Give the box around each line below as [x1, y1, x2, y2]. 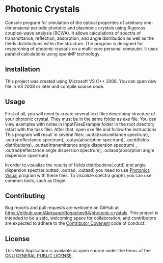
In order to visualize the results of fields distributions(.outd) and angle [5, 162, 146, 168]
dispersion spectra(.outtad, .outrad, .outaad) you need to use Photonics [5, 167, 150, 173]
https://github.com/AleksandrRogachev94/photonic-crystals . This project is [5, 210, 159, 216]
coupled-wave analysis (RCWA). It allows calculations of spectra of [5, 30, 141, 36]
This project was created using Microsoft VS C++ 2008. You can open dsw [5, 78, 157, 84]
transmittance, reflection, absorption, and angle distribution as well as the [5, 35, 154, 41]
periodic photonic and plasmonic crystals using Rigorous [30, 25, 146, 30]
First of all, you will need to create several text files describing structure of [5, 110, 156, 116]
